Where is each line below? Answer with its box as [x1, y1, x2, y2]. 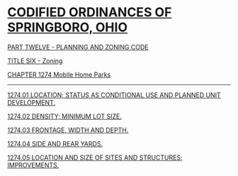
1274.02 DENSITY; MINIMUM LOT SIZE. [7, 111, 122, 121]
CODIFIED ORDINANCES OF [7, 4, 172, 21]
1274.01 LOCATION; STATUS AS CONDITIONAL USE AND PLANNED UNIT [7, 90, 221, 99]
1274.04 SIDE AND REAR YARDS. [7, 139, 103, 148]
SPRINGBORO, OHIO [7, 19, 127, 35]
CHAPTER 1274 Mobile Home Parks [7, 70, 111, 79]
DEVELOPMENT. [7, 98, 55, 106]
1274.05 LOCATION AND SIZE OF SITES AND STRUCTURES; [7, 153, 183, 162]
